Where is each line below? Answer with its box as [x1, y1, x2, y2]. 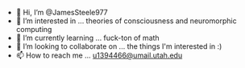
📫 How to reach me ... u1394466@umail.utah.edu [15, 50, 183, 60]
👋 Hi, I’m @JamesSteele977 [15, 8, 109, 17]
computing [15, 25, 52, 34]
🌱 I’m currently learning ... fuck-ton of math [15, 33, 160, 42]
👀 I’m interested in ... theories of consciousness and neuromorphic [15, 16, 237, 26]
